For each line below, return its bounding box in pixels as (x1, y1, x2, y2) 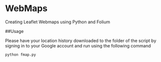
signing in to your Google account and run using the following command (5, 43, 151, 48)
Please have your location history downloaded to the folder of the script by (5, 37, 157, 44)
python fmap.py (5, 52, 36, 57)
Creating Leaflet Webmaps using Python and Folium (5, 19, 110, 25)
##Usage (5, 28, 24, 34)
